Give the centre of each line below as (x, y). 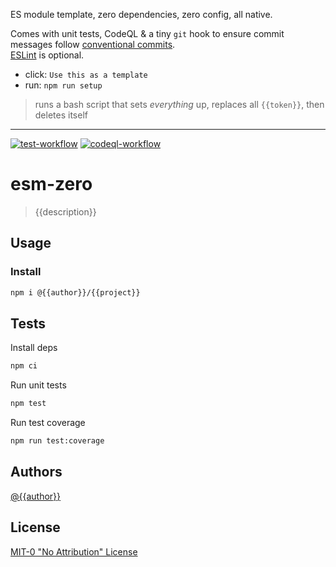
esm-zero (51, 184)
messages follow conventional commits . (93, 44)
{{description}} (65, 211)
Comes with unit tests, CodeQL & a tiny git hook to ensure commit (147, 33)
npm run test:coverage (57, 441)
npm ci (24, 366)
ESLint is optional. (47, 55)
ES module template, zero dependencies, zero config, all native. (141, 14)
